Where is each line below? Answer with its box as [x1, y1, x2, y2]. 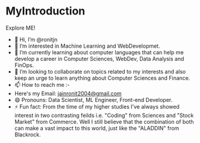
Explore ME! [5, 24, 36, 31]
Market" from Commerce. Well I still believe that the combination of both [14, 118, 194, 125]
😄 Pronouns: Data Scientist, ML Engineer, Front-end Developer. [14, 96, 173, 103]
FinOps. [14, 62, 34, 69]
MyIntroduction [5, 4, 86, 18]
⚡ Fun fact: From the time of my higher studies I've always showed [14, 103, 180, 110]
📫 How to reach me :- [14, 81, 70, 88]
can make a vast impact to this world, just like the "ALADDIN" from [14, 124, 180, 132]
